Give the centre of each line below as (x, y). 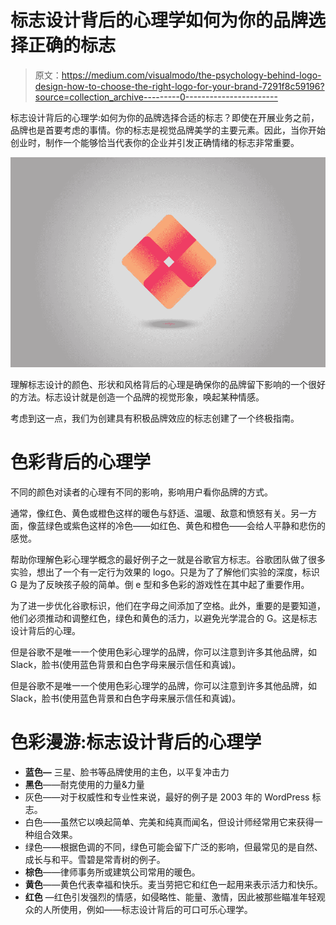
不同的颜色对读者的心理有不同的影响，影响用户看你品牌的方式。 (141, 492)
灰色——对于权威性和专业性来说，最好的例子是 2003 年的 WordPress (167, 797)
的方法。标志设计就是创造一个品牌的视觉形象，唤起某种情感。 (137, 397)
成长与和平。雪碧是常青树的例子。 (95, 859)
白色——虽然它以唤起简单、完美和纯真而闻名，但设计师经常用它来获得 (169, 822)
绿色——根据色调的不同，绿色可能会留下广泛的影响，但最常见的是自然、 (173, 847)
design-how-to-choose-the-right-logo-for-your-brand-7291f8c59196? (179, 86)
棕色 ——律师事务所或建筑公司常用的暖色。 (112, 872)
